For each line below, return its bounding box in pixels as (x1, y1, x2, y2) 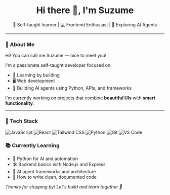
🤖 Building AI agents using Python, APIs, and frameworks (12, 85, 132, 91)
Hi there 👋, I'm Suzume (36, 5, 134, 16)
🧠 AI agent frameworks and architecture (12, 168, 96, 174)
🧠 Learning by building (12, 72, 60, 78)
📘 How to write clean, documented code (12, 174, 97, 180)
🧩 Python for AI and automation (12, 155, 78, 162)
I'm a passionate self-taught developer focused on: (5, 62, 112, 68)
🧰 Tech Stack (5, 118, 38, 125)
